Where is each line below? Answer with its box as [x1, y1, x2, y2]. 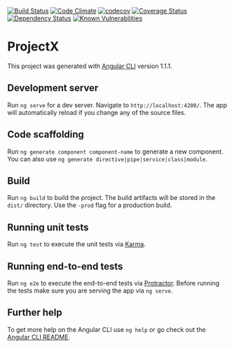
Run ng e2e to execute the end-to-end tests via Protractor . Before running [7, 279, 220, 287]
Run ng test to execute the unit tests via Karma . [7, 240, 146, 248]
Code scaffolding [7, 128, 84, 140]
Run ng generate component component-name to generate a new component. [7, 147, 224, 156]
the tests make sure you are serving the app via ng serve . [7, 286, 173, 295]
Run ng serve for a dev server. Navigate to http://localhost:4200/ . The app [7, 100, 228, 109]
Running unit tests [7, 221, 89, 233]
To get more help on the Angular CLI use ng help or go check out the [7, 325, 206, 333]
